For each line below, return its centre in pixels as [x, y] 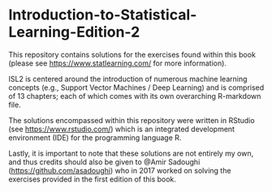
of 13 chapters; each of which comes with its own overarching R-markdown [135, 96]
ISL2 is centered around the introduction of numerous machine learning [128, 79]
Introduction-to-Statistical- [103, 15]
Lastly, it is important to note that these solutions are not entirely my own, [131, 153]
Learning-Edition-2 [74, 32]
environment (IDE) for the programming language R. [95, 137]
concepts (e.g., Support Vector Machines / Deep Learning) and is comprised [136, 87]
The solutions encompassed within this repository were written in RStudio [132, 120]
